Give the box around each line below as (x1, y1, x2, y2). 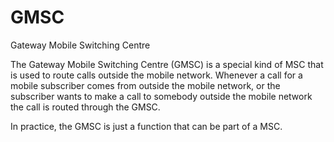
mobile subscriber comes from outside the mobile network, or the (10, 79, 281, 91)
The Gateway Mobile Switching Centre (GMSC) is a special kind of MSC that (10, 58, 324, 70)
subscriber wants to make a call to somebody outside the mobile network (10, 90, 313, 102)
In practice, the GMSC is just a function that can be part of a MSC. (10, 120, 283, 132)
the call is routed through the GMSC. (10, 101, 161, 113)
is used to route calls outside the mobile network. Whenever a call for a (10, 69, 303, 81)
